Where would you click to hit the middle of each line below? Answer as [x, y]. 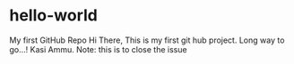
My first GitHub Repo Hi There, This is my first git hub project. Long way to [147, 40]
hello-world [54, 16]
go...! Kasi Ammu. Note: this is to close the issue [98, 49]
